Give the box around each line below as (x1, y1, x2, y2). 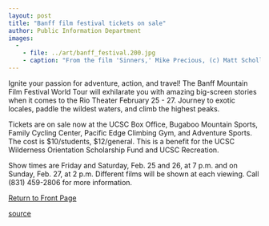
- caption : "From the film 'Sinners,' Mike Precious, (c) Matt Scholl (22, 57, 263, 65)
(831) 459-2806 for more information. (8, 177, 133, 187)
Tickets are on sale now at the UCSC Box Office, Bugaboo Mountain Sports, (8, 119, 259, 129)
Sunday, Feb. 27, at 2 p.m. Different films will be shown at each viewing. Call (8, 169, 259, 179)
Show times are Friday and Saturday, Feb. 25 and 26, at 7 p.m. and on (8, 160, 238, 170)
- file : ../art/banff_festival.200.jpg (22, 49, 156, 57)
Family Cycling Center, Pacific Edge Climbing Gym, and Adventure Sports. (8, 127, 252, 137)
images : (8, 34, 34, 42)
